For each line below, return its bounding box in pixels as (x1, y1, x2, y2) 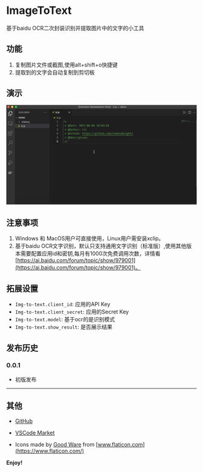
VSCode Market (14, 429, 55, 436)
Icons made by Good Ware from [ (14, 441, 98, 448)
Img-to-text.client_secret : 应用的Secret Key (14, 308, 129, 315)
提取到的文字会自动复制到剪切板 (14, 68, 95, 76)
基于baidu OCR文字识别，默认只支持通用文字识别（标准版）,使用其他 (14, 243, 187, 250)
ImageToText (6, 4, 72, 18)
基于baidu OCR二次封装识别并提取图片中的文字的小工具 (6, 24, 144, 31)
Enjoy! (6, 459, 23, 466)
